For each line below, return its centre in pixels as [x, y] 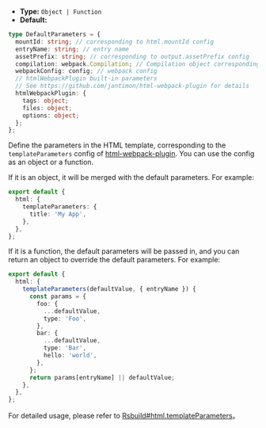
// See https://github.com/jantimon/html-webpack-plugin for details [132, 86]
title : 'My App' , [58, 214]
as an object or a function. [51, 162]
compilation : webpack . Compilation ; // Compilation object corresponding [138, 64]
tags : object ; [46, 101]
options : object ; [51, 115]
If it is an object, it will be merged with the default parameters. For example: [131, 178]
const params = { [58, 296]
